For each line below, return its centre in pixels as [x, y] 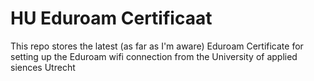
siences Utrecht [43, 67]
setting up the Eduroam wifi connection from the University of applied [154, 56]
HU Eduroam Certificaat [111, 18]
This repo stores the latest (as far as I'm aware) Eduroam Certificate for [157, 46]
